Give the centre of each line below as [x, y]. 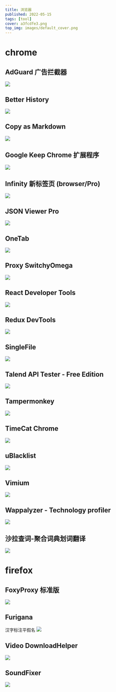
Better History [27, 99]
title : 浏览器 [18, 10]
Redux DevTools [30, 320]
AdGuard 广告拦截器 [36, 72]
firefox [19, 570]
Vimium [17, 483]
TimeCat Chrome [32, 429]
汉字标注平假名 [20, 630]
